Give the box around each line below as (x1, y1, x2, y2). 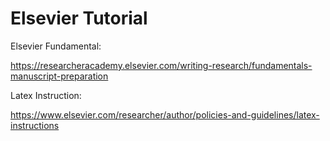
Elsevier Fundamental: (10, 40, 102, 52)
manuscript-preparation (10, 70, 109, 82)
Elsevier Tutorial (10, 7, 148, 30)
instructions (10, 119, 60, 131)
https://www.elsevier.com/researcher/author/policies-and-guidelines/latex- (10, 108, 320, 121)
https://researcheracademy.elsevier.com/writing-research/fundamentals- (10, 59, 313, 71)
